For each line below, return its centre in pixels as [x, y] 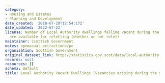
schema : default [22, 69]
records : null [20, 60]
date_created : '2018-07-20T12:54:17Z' [45, 23]
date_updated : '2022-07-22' [34, 28]
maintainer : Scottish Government [39, 41]
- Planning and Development [34, 19]
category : [15, 10]
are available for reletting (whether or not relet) [65, 37]
